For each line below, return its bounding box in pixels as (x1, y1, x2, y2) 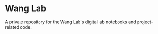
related (5, 24, 20, 30)
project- (137, 19, 154, 25)
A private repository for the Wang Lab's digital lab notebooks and (5, 19, 136, 25)
